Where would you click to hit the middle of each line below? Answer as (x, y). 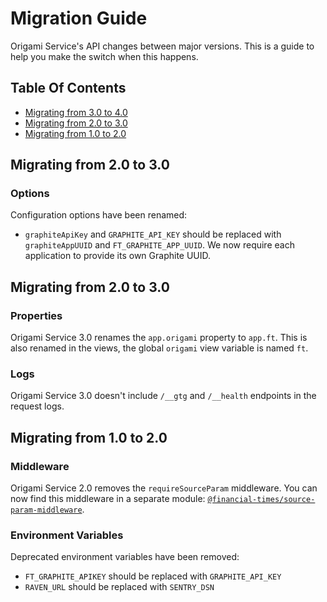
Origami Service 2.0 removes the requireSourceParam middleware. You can (164, 488)
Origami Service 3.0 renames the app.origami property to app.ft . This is (159, 338)
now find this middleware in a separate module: (108, 499)
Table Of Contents (68, 88)
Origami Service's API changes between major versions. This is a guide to (162, 46)
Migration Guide (79, 18)
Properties (36, 315)
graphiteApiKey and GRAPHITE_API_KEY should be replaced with (153, 234)
